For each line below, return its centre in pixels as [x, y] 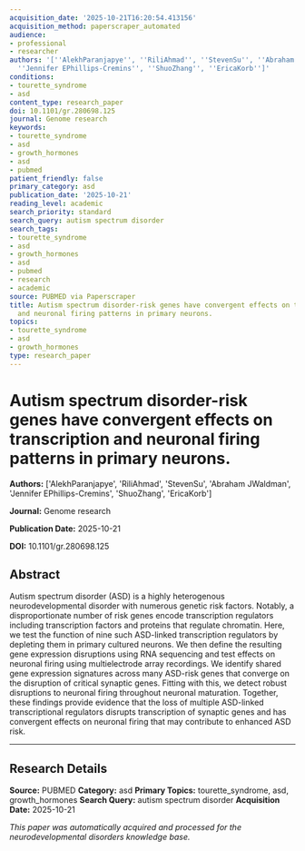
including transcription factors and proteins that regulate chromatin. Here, [147, 625]
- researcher [34, 52]
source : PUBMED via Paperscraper [73, 296]
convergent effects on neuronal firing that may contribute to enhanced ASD [151, 722]
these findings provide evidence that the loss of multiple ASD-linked [137, 703]
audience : [28, 35]
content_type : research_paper [67, 102]
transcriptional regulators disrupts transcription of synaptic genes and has [148, 712]
